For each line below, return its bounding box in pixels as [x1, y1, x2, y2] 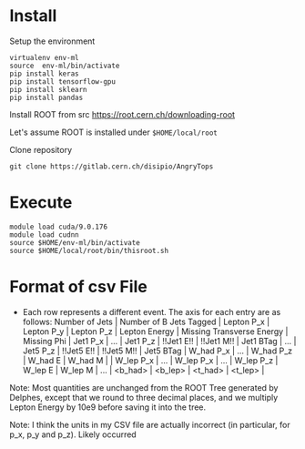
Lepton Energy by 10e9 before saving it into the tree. [9, 402, 207, 413]
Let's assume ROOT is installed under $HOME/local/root [9, 127, 219, 138]
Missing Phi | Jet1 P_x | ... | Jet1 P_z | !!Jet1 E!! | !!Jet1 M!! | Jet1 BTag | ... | [22, 335, 297, 346]
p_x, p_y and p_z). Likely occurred [9, 429, 137, 440]
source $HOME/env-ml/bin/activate [9, 238, 141, 247]
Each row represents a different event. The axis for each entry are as [22, 306, 281, 317]
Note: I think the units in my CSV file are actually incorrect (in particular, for [9, 419, 290, 430]
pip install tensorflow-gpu [9, 77, 117, 87]
